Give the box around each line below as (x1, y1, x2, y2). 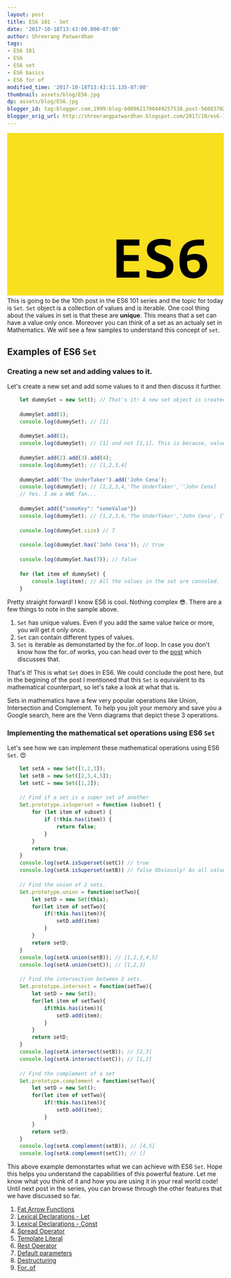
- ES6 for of (7, 76, 45, 83)
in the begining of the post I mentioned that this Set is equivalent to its (7, 675, 206, 684)
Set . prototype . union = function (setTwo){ (19, 888, 140, 895)
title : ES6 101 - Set (7, 18, 69, 25)
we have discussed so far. (7, 1192, 81, 1200)
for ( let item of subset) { (32, 809, 112, 816)
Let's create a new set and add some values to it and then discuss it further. (7, 382, 222, 390)
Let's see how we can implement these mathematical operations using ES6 (7, 744, 220, 752)
